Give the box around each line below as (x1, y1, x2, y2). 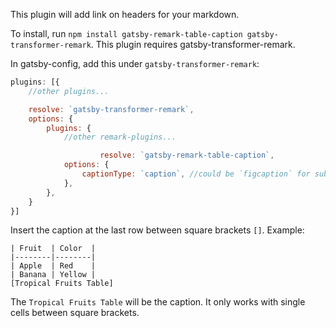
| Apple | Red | (10, 261, 97, 271)
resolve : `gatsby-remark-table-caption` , (99, 150, 275, 161)
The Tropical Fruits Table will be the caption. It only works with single (10, 296, 306, 308)
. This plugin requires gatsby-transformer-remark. (90, 39, 296, 50)
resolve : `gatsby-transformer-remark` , (28, 104, 195, 114)
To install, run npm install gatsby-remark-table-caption (10, 28, 243, 39)
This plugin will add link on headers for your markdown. (10, 9, 240, 20)
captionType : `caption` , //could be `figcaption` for (81, 169, 311, 179)
